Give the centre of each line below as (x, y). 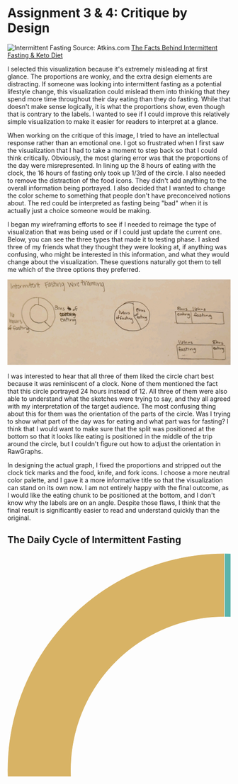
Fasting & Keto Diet (35, 55)
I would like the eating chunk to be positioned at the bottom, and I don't (111, 495)
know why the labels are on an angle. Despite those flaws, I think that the (114, 503)
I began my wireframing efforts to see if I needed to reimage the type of (112, 224)
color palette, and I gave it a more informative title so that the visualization (115, 480)
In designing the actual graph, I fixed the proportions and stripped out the (114, 465)
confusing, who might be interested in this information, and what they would (118, 254)
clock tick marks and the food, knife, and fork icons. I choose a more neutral (119, 473)
